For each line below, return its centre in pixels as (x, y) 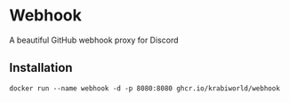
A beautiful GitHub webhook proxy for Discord (94, 40)
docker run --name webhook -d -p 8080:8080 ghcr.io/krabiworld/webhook (144, 88)
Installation (41, 68)
